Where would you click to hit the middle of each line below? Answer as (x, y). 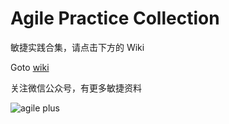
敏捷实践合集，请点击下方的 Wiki (77, 47)
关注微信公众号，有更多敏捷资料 (76, 88)
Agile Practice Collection (115, 18)
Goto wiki (30, 67)
